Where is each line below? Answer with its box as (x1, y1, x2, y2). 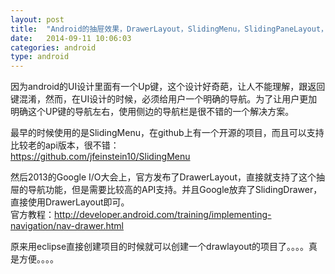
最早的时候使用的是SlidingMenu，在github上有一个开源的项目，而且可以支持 (10, 127, 325, 139)
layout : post (10, 14, 65, 25)
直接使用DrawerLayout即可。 (10, 196, 130, 208)
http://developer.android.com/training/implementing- (54, 209, 272, 221)
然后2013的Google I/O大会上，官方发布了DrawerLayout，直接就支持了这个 (10, 171, 317, 183)
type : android (10, 52, 70, 62)
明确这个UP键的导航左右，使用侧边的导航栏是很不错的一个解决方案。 (10, 106, 295, 118)
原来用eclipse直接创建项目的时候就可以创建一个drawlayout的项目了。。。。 (10, 241, 310, 253)
